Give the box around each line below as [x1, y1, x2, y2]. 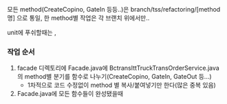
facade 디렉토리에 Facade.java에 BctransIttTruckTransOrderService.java [17, 64, 220, 73]
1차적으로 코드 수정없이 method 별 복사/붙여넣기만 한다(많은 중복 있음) [27, 81, 217, 90]
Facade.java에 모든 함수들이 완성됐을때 [17, 90, 124, 98]
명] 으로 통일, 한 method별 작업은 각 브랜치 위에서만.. [7, 14, 150, 22]
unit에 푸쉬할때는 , [7, 29, 56, 36]
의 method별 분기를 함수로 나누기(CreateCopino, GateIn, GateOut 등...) [17, 73, 212, 81]
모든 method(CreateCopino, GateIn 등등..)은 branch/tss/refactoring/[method [7, 5, 221, 13]
